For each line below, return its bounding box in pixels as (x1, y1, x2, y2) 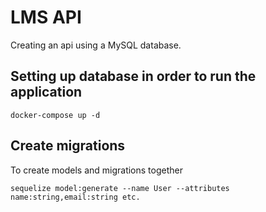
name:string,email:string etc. (10, 192, 141, 202)
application (10, 84, 83, 101)
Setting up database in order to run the (10, 68, 257, 85)
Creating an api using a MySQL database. (10, 39, 182, 51)
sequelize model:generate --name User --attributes (10, 183, 230, 193)
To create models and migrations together (10, 164, 183, 176)
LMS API (10, 6, 82, 29)
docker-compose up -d (10, 110, 101, 120)
